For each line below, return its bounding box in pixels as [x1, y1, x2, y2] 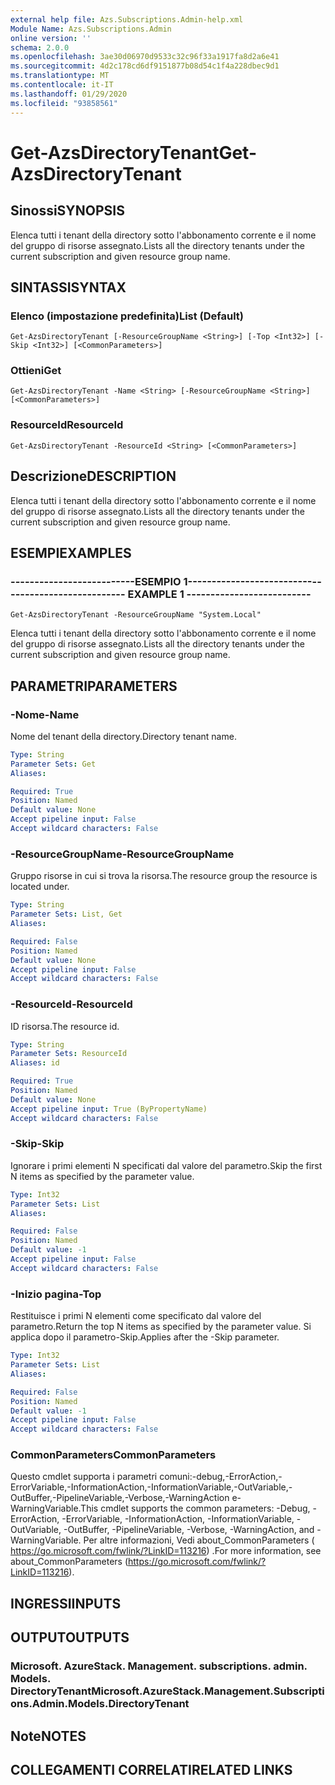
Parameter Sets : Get [10, 759, 97, 769]
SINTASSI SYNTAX [10, 279, 127, 296]
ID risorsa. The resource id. [10, 1020, 120, 1032]
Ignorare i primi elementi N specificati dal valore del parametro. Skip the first [10, 1159, 323, 1171]
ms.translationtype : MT [10, 71, 110, 81]
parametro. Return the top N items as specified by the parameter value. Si [10, 1321, 312, 1333]
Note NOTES [10, 1727, 87, 1745]
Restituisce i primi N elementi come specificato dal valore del [10, 1310, 262, 1322]
